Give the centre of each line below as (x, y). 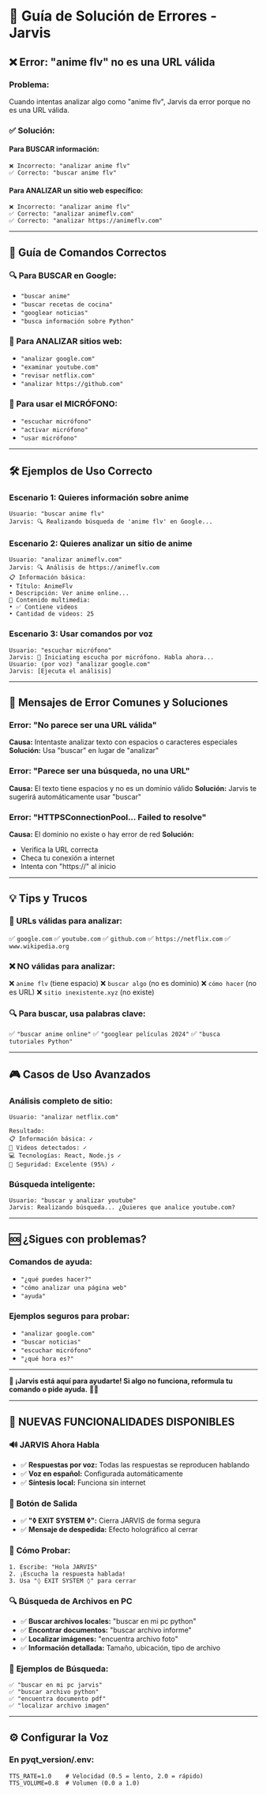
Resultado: (27, 1131)
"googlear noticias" (54, 313)
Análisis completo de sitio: (61, 1100)
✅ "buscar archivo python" (54, 1692)
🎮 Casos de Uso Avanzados (80, 1074)
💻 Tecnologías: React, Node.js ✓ (65, 1156)
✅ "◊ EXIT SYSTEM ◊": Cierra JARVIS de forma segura (110, 1521)
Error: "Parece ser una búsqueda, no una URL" (99, 771)
